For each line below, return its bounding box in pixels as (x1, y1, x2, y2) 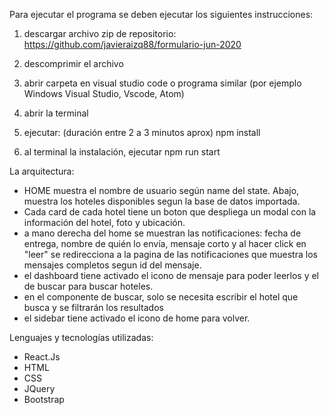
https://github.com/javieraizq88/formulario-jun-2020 (23, 39, 242, 50)
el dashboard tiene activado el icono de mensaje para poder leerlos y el (23, 270, 320, 281)
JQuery (23, 383, 56, 394)
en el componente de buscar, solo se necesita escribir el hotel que (23, 291, 299, 303)
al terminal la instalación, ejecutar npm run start (23, 146, 221, 158)
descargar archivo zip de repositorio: (23, 28, 177, 39)
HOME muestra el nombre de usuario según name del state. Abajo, (23, 185, 300, 196)
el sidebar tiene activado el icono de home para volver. (23, 312, 251, 324)
